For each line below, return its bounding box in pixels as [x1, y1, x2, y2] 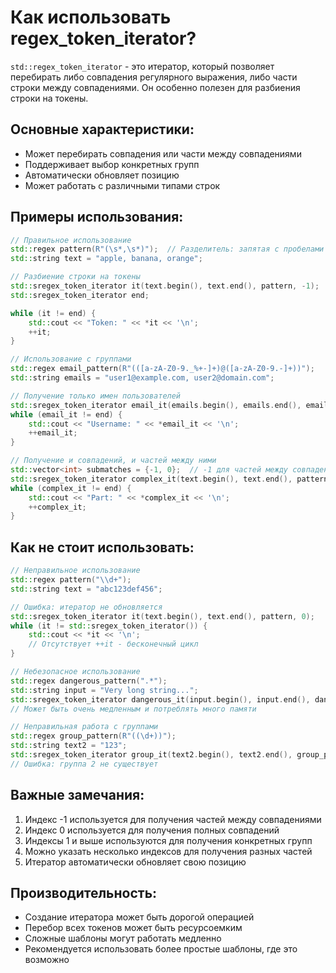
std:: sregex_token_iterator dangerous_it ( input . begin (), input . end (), [10, 694, 311, 705]
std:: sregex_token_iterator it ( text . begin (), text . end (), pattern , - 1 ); [10, 281, 320, 291]
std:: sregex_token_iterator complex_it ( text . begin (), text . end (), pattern [10, 474, 329, 484]
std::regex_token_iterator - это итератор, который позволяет [10, 60, 275, 72]
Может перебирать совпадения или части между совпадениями [24, 147, 302, 160]
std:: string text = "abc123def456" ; [10, 584, 163, 594]
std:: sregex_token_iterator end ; [10, 290, 150, 300]
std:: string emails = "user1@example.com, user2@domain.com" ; [10, 373, 275, 383]
